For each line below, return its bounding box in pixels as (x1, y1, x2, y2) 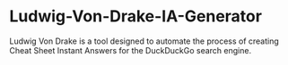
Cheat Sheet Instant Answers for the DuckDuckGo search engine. (9, 45, 252, 55)
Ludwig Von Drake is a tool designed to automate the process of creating (9, 36, 280, 46)
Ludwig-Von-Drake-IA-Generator (9, 6, 263, 27)
